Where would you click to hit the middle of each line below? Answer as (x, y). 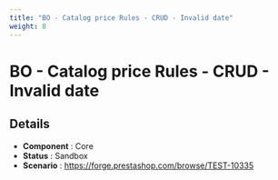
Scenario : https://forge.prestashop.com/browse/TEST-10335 (138, 165)
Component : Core (58, 145)
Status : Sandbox (55, 155)
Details (30, 124)
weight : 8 (28, 26)
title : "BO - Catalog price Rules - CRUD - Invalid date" (121, 18)
